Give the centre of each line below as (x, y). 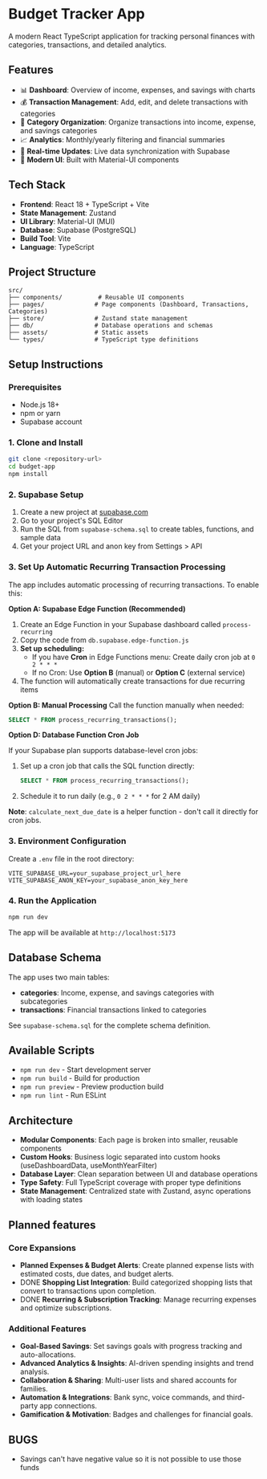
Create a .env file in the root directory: (71, 858)
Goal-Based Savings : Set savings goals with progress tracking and (131, 1347)
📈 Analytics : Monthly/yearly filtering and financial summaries (122, 139)
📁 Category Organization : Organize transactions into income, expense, (138, 122)
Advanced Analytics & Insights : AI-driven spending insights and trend (137, 1363)
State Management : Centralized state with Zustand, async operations (135, 1191)
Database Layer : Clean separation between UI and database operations (139, 1174)
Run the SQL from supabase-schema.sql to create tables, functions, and (137, 529)
